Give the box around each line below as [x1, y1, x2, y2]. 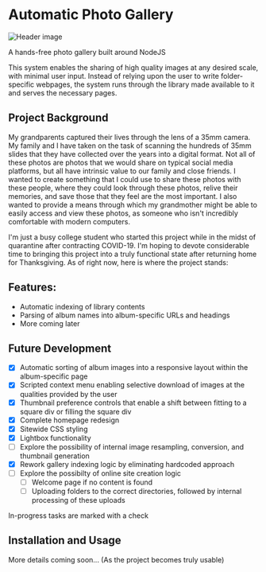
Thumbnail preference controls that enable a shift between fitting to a [19, 398, 248, 407]
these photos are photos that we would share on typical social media [8, 158, 233, 167]
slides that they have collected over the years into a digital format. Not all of [8, 149, 256, 158]
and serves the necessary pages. [8, 88, 118, 97]
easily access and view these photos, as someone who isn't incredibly [8, 208, 238, 218]
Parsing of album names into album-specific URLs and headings [19, 310, 230, 320]
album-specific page [19, 372, 88, 381]
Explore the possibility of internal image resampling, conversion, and [19, 442, 245, 451]
